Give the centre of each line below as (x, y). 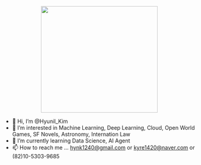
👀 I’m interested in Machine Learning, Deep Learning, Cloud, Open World (103, 128)
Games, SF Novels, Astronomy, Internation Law (71, 134)
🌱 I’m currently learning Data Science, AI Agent (71, 141)
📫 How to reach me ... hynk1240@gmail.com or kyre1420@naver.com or (103, 147)
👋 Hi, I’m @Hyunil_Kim (40, 121)
